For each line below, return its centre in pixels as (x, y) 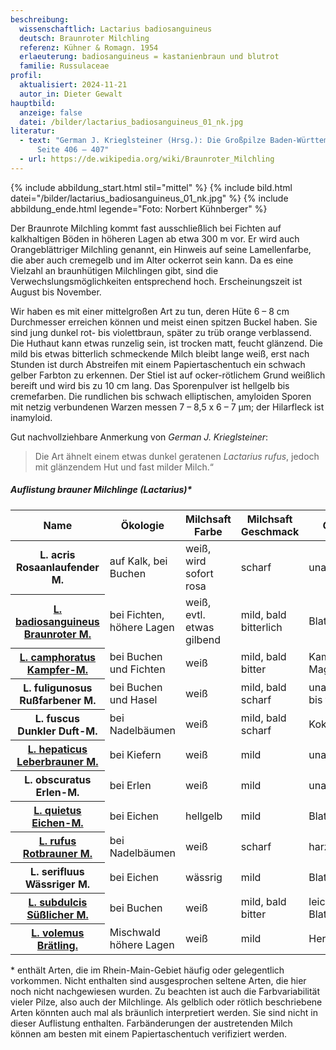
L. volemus (58, 933)
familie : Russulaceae (64, 66)
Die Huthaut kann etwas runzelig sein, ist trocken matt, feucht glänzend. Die (166, 343)
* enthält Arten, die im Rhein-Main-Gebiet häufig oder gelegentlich (147, 970)
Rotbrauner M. (57, 854)
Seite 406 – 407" (73, 150)
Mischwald (135, 932)
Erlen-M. (57, 793)
